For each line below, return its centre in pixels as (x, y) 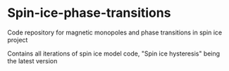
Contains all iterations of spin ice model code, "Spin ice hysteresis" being (114, 53)
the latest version (32, 60)
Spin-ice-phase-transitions (89, 13)
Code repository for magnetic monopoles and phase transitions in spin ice (115, 32)
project (18, 39)
